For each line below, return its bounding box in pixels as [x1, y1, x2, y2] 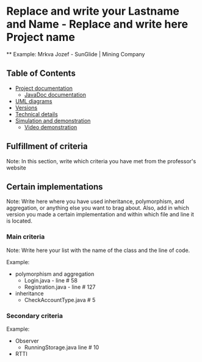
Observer [15, 337, 40, 344]
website [6, 164, 26, 171]
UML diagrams [15, 97, 52, 105]
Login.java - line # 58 [24, 276, 78, 284]
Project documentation [15, 84, 73, 92]
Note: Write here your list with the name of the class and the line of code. [6, 246, 190, 254]
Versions [15, 104, 38, 111]
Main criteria [6, 232, 45, 241]
